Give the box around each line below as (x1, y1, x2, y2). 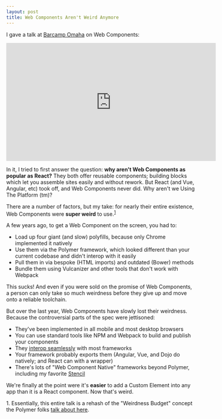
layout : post (6, 8, 39, 15)
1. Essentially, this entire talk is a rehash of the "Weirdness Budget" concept (6, 400, 193, 407)
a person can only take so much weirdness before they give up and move (6, 290, 187, 297)
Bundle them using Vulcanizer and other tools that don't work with (14, 265, 178, 273)
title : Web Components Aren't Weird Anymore (6, 14, 119, 20)
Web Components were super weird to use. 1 (6, 209, 116, 218)
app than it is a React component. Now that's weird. (6, 388, 133, 396)
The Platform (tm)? (6, 191, 53, 198)
